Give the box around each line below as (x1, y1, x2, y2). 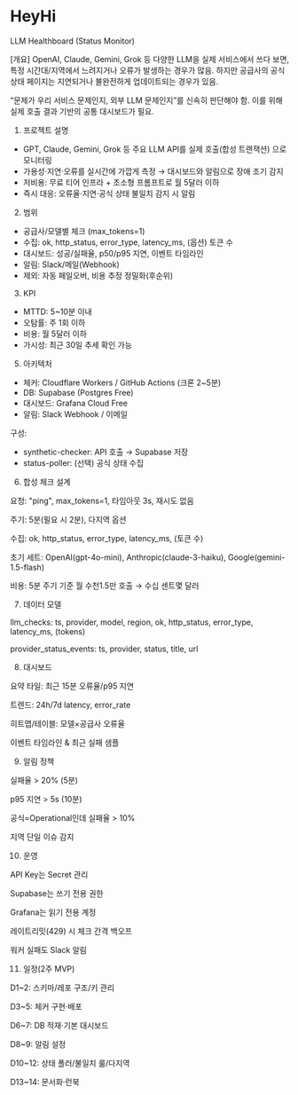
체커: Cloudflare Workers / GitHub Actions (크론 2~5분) (22, 377, 222, 388)
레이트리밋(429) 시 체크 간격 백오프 (10, 926, 132, 936)
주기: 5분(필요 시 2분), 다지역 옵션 (10, 514, 127, 524)
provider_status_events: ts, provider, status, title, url (10, 643, 199, 654)
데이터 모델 (22, 599, 62, 610)
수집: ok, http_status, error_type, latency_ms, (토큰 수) (10, 532, 204, 543)
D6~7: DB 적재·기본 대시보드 (10, 1020, 109, 1030)
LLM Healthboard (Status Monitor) (10, 35, 136, 46)
